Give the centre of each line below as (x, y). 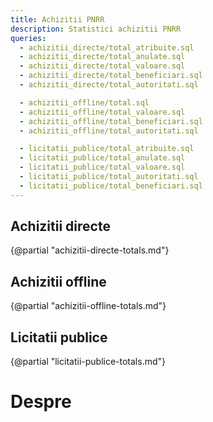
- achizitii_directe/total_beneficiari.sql (111, 76)
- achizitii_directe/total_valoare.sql (102, 66)
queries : (28, 38)
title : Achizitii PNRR (57, 19)
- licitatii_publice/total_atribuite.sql (107, 149)
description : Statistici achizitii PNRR (96, 29)
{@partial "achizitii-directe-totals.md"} (90, 250)
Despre (41, 402)
